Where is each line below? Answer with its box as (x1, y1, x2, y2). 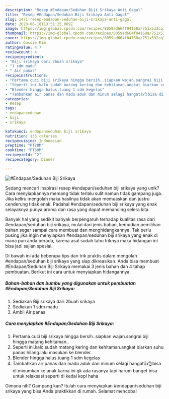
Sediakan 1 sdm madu (12, 303, 58, 310)
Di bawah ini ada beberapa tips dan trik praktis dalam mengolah (5, 252, 137, 258)
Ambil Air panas (12, 309, 46, 315)
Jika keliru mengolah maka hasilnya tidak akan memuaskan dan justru (5, 195, 150, 202)
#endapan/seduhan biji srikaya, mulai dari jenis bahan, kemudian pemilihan (5, 221, 161, 227)
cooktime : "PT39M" (5, 148, 44, 153)
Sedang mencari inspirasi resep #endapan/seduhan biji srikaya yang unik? (5, 185, 159, 191)
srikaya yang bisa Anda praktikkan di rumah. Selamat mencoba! (5, 388, 137, 394)
